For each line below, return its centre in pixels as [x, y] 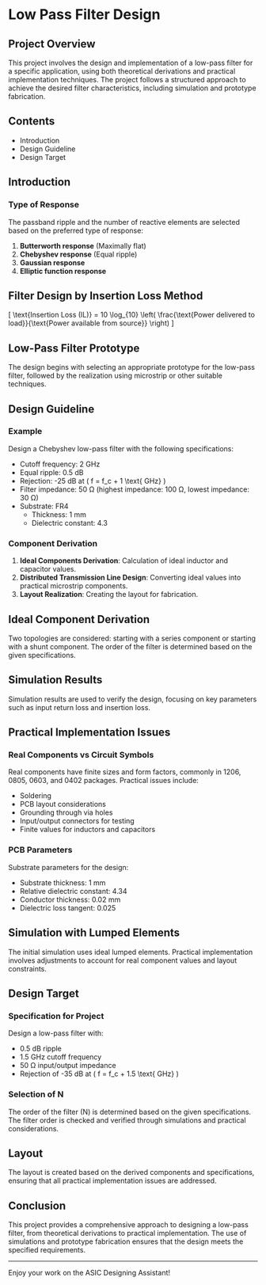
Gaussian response [52, 262]
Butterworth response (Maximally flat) [83, 245]
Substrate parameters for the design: [68, 867]
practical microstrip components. [74, 586]
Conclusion [37, 1205]
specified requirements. [47, 1250]
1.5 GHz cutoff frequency [61, 1057]
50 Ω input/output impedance [68, 1066]
